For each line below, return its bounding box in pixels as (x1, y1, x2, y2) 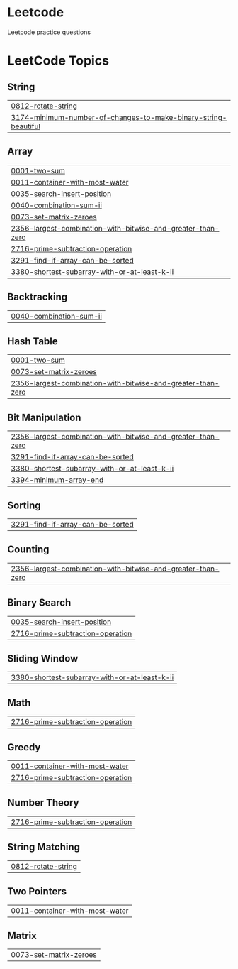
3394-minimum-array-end (11, 475, 104, 485)
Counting (7, 544, 50, 556)
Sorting (7, 499, 41, 511)
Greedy (7, 741, 41, 753)
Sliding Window (7, 652, 79, 664)
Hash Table (7, 335, 58, 347)
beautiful (11, 121, 41, 131)
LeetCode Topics (7, 53, 110, 69)
